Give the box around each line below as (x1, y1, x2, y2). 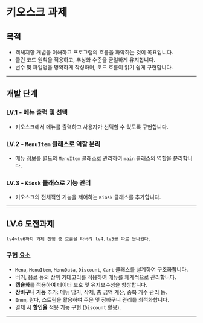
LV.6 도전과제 (6, 219, 54, 229)
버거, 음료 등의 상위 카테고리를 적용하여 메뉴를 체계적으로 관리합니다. (14, 273, 176, 281)
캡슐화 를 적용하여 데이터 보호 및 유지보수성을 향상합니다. (14, 281, 148, 289)
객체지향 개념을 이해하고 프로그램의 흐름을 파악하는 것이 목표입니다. (14, 49, 173, 56)
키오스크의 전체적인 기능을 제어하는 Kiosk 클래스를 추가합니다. (14, 194, 161, 201)
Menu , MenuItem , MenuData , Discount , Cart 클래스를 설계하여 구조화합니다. (14, 266, 188, 273)
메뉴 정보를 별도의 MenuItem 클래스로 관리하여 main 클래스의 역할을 (14, 155, 172, 162)
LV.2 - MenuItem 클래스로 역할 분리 (6, 139, 101, 148)
